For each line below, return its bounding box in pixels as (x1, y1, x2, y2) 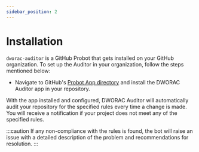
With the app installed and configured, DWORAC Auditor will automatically (6, 96, 189, 104)
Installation (6, 34, 63, 48)
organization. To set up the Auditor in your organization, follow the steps (6, 60, 184, 68)
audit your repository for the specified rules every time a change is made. (6, 103, 187, 110)
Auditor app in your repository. (14, 85, 91, 92)
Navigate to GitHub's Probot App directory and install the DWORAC (14, 78, 180, 86)
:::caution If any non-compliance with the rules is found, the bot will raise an (6, 127, 193, 135)
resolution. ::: (6, 140, 39, 147)
